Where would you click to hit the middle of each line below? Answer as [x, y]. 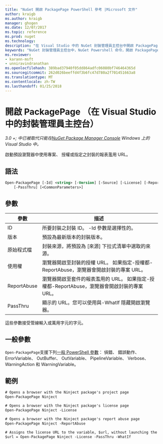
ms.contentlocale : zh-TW [30, 82]
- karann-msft [19, 59]
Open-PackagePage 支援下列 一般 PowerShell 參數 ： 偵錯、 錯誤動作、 [72, 352]
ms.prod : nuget [20, 37]
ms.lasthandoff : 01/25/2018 [33, 86]
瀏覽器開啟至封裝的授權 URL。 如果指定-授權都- [97, 263]
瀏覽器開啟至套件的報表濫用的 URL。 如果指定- [96, 279]
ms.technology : [20, 41]
